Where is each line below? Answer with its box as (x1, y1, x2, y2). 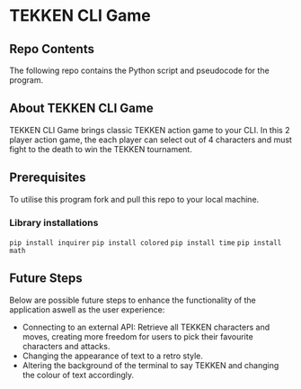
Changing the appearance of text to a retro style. (22, 350, 204, 361)
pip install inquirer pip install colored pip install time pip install (9, 238, 282, 248)
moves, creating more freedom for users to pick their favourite (22, 330, 253, 342)
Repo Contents (9, 41, 94, 57)
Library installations (9, 216, 99, 229)
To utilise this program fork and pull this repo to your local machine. (9, 194, 260, 204)
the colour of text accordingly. (22, 369, 135, 380)
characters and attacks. (22, 340, 111, 351)
